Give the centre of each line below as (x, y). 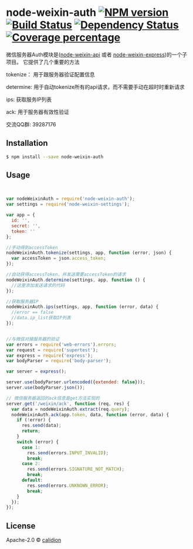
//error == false (33, 312)
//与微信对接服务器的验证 (33, 339)
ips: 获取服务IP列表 (29, 99)
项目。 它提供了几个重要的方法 (43, 62)
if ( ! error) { (34, 420)
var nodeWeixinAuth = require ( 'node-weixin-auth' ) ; (70, 199)
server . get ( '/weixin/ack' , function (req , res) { (68, 404)
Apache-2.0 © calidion (34, 540)
